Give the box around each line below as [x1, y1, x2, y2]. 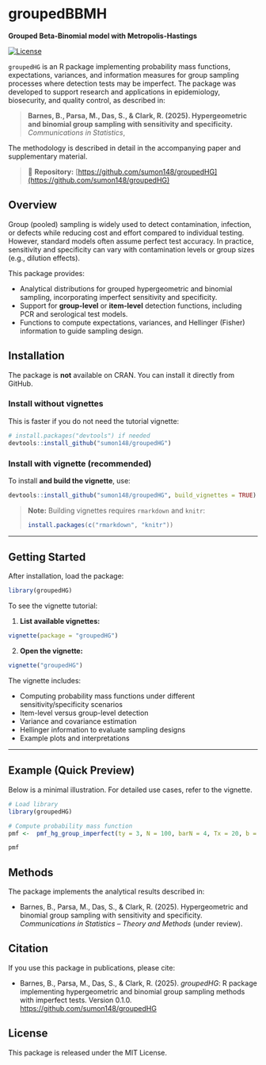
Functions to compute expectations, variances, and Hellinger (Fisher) [19, 317, 245, 327]
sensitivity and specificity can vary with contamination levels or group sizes [8, 244, 255, 254]
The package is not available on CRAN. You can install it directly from [8, 370, 235, 379]
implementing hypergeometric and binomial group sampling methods [19, 986, 245, 996]
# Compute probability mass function [8, 822, 133, 830]
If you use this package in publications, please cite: [8, 963, 176, 972]
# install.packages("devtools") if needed [8, 432, 150, 440]
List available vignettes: [19, 617, 101, 626]
